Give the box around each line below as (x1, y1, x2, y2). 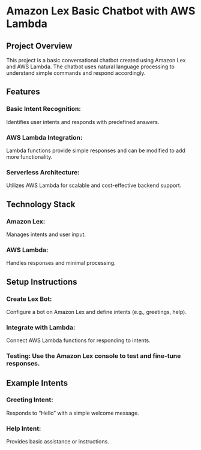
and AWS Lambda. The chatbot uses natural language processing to (6, 63, 175, 70)
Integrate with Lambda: (6, 323, 76, 331)
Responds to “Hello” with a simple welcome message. (6, 409, 139, 416)
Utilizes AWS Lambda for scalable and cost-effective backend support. (6, 182, 182, 189)
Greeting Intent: (6, 395, 53, 404)
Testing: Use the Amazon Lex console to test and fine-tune (6, 352, 181, 360)
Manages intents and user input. (6, 231, 86, 238)
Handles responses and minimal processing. (6, 259, 116, 267)
